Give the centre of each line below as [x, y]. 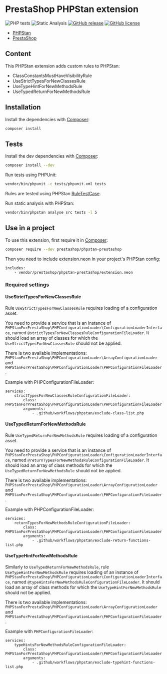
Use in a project [30, 228]
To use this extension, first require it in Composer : [57, 240]
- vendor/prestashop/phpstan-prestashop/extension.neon [74, 272]
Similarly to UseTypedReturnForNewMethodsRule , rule [57, 567]
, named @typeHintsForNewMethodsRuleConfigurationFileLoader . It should [85, 582]
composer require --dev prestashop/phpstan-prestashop [63, 249]
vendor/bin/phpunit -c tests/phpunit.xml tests [56, 184]
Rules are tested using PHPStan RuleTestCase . [53, 193]
